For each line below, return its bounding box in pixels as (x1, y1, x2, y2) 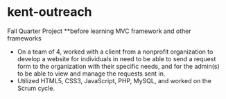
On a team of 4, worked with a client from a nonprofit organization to (17, 47, 214, 56)
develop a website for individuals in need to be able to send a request (17, 54, 216, 63)
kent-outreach (7, 4, 92, 20)
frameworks (7, 34, 42, 42)
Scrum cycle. (17, 84, 55, 92)
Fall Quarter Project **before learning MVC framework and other (7, 27, 192, 35)
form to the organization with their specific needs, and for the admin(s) (17, 62, 220, 70)
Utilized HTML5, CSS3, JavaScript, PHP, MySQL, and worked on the (17, 76, 212, 85)
